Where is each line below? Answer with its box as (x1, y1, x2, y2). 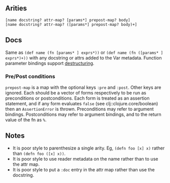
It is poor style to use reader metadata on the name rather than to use (12, 156, 158, 162)
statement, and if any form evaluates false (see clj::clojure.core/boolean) (5, 100, 158, 106)
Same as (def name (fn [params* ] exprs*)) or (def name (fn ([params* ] (5, 49, 163, 55)
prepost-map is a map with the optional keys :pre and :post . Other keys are (5, 84, 161, 90)
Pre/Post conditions (5, 73, 55, 80)
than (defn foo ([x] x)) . (12, 150, 66, 157)
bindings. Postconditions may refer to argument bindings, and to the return (5, 111, 161, 117)
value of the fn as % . (5, 116, 47, 123)
